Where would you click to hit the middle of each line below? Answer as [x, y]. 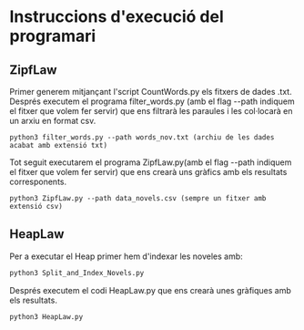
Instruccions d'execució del [117, 17]
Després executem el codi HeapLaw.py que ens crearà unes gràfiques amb [150, 290]
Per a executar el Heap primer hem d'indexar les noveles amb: [126, 256]
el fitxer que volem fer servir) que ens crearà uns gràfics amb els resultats [148, 172]
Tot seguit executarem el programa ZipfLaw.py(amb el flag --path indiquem [151, 162]
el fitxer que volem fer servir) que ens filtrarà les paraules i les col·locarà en [151, 111]
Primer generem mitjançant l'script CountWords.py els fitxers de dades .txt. [151, 92]
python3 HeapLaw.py [46, 316]
